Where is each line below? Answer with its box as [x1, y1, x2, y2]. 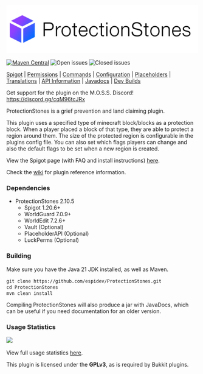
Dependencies [6, 183, 50, 192]
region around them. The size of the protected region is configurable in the [6, 132, 193, 139]
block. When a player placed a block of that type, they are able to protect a [6, 125, 194, 133]
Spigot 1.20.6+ [24, 204, 61, 211]
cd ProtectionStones [6, 284, 59, 291]
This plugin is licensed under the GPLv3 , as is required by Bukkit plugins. [6, 361, 189, 368]
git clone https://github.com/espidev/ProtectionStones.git [6, 278, 162, 284]
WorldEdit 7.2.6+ [24, 217, 66, 224]
